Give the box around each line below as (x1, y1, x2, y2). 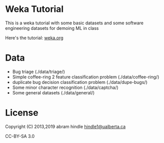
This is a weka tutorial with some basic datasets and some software (5, 20, 144, 26)
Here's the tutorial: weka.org (5, 35, 64, 41)
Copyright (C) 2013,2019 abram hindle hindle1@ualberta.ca (5, 123, 126, 130)
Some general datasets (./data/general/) (12, 89, 95, 95)
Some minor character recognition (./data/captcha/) (12, 84, 119, 90)
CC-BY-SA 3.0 (5, 133, 35, 139)
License (5, 107, 39, 119)
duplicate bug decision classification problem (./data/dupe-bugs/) (12, 79, 148, 85)
